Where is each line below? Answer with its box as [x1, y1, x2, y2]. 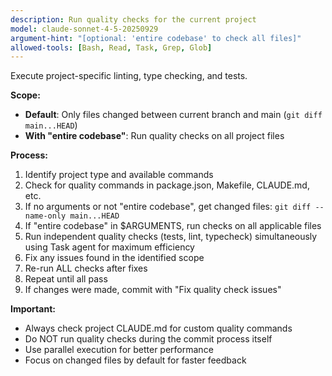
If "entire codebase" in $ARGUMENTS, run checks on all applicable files [24, 220, 322, 232]
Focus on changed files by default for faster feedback [24, 354, 247, 366]
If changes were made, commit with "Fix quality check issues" [24, 284, 282, 296]
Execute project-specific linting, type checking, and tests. [10, 70, 248, 82]
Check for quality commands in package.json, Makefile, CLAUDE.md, [24, 179, 310, 191]
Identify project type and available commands [24, 169, 214, 181]
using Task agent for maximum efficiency [24, 241, 195, 253]
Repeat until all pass [24, 273, 108, 285]
